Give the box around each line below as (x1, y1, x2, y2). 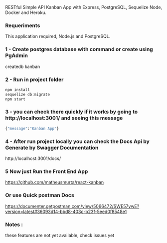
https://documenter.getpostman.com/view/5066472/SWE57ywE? (5, 203, 140, 209)
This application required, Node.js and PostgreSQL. (5, 33, 111, 39)
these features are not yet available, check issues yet (5, 232, 115, 238)
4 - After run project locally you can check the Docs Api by (5, 137, 150, 144)
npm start (5, 96, 26, 101)
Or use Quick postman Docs (5, 192, 75, 199)
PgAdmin (5, 52, 28, 59)
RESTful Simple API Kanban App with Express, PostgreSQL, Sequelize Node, (5, 4, 163, 10)
